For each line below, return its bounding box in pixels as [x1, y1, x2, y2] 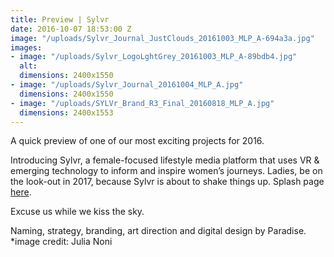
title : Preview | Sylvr [10, 14, 110, 25]
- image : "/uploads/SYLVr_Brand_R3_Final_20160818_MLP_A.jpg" [10, 98, 275, 108]
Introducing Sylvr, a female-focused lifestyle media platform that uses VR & [10, 154, 320, 166]
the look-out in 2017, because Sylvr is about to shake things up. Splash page [10, 176, 325, 188]
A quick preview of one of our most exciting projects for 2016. [10, 135, 265, 147]
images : [10, 42, 43, 53]
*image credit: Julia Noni [10, 236, 113, 248]
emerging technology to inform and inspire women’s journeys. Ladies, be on [10, 165, 323, 177]
